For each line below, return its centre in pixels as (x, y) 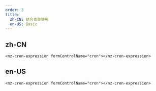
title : (12, 15)
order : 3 (14, 10)
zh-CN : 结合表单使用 (29, 19)
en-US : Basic (24, 24)
